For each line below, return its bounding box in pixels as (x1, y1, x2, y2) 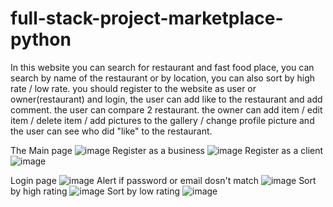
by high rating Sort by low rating (10, 185, 181, 197)
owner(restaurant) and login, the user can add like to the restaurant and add (10, 93, 323, 105)
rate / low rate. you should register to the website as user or (10, 82, 257, 94)
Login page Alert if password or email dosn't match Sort (10, 174, 317, 186)
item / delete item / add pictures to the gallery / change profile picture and (10, 114, 315, 126)
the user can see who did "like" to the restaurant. (10, 125, 213, 137)
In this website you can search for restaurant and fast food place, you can (10, 61, 315, 73)
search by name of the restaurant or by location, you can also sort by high (10, 72, 316, 84)
